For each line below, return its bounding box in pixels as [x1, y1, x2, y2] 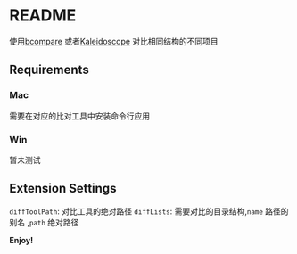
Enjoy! [9, 234, 34, 245]
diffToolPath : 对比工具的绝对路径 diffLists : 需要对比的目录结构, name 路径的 [9, 206, 289, 217]
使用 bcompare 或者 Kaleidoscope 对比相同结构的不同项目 [9, 36, 219, 46]
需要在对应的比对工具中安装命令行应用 [9, 111, 150, 121]
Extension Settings [9, 181, 117, 196]
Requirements [9, 62, 89, 78]
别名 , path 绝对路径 [9, 217, 79, 227]
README [9, 5, 77, 26]
